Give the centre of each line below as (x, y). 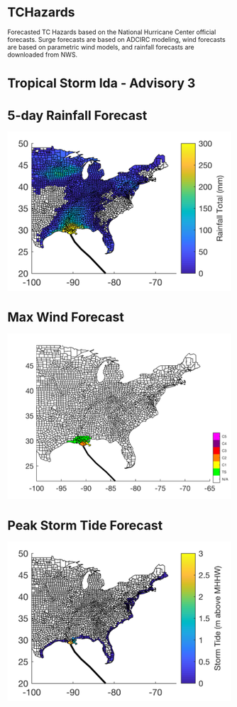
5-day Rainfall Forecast (77, 116)
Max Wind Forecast (66, 317)
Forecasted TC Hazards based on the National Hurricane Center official (112, 32)
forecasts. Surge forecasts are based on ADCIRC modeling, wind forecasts (116, 39)
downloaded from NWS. (43, 55)
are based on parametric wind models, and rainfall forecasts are (101, 47)
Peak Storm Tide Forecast (85, 526)
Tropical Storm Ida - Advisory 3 (101, 83)
